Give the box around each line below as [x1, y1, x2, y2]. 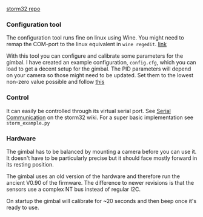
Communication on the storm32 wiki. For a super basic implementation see [6, 114, 194, 121]
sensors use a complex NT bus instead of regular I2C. [6, 185, 141, 193]
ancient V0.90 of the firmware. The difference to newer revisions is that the [6, 179, 195, 186]
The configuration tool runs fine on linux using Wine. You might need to [6, 34, 184, 41]
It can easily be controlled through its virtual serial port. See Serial [6, 107, 171, 114]
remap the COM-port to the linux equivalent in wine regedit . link [6, 41, 167, 48]
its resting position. [6, 160, 54, 168]
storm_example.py [6, 120, 50, 126]
